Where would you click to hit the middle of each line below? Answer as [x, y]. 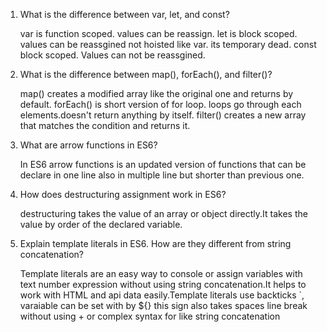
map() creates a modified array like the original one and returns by [156, 93]
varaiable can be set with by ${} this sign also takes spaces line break [163, 305]
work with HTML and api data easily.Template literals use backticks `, [162, 295]
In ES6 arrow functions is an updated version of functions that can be [163, 164]
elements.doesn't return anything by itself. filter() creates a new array [163, 115]
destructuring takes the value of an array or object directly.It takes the [163, 213]
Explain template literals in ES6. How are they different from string [155, 243]
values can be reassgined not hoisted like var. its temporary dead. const [168, 44]
